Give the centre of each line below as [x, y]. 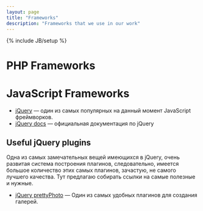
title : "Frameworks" [33, 18]
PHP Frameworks [51, 65]
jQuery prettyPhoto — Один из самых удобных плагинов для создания [106, 195]
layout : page [23, 12]
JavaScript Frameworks [68, 93]
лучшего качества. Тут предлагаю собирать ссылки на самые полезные [101, 177]
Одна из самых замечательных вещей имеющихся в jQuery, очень [93, 157]
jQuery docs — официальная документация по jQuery [84, 124]
